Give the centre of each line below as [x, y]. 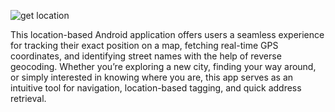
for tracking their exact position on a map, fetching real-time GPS [144, 45]
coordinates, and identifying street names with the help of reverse [146, 56]
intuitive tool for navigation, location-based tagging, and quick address [156, 88]
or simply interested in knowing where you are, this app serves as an [152, 77]
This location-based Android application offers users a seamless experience [167, 34]
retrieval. [28, 98]
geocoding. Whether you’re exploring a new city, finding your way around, [163, 66]
